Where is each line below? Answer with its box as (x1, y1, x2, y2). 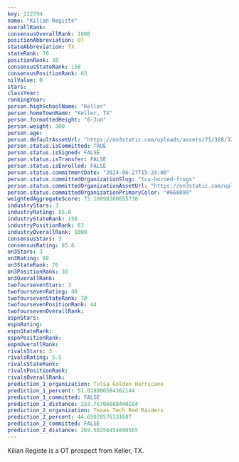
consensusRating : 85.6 (7, 242, 75, 249)
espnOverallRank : (7, 340, 59, 348)
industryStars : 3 (7, 202, 59, 210)
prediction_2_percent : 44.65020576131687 (7, 414, 132, 421)
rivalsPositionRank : (7, 367, 69, 375)
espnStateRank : (7, 328, 53, 335)
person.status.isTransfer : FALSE (7, 156, 107, 163)
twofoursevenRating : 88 (7, 288, 78, 295)
